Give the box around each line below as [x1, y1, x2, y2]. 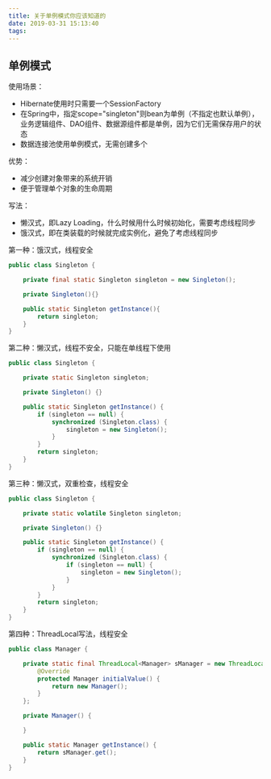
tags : [8, 27, 27, 35]
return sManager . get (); [37, 748, 117, 756]
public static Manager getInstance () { [23, 740, 157, 749]
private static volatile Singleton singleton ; [23, 509, 182, 517]
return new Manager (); [51, 682, 128, 690]
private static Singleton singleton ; [23, 374, 150, 382]
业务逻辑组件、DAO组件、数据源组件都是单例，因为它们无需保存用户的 [19, 119, 255, 129]
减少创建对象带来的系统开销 [19, 174, 113, 183]
